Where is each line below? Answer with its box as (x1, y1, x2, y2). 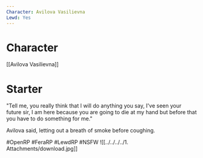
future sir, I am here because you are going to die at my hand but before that (6, 109, 197, 116)
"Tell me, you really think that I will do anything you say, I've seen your (6, 102, 182, 109)
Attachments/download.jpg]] (6, 145, 78, 153)
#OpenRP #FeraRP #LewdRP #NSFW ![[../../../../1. (6, 139, 128, 146)
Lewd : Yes (6, 15, 32, 21)
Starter (6, 82, 42, 96)
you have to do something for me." (6, 115, 93, 122)
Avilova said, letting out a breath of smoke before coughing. (6, 127, 156, 134)
